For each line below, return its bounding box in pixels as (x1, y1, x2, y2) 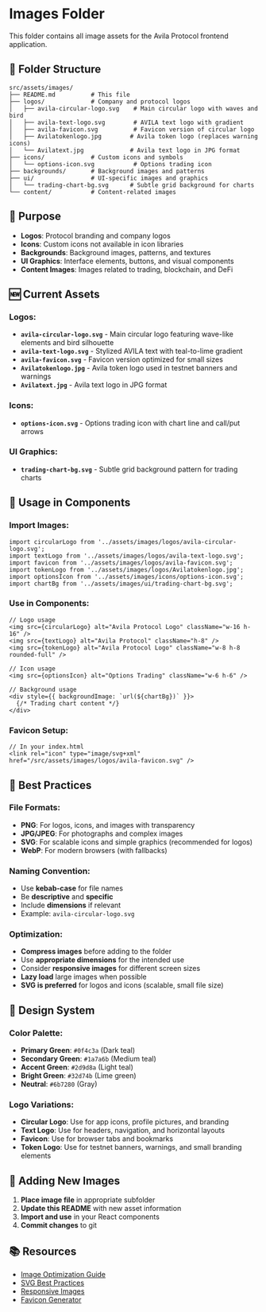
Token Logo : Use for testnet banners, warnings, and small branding (20, 1143, 242, 1152)
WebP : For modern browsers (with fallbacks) (20, 845, 168, 855)
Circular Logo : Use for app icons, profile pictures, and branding (20, 1117, 229, 1127)
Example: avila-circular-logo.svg (20, 909, 135, 918)
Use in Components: (9, 598, 90, 609)
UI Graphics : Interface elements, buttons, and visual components (20, 256, 234, 266)
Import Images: (9, 520, 70, 531)
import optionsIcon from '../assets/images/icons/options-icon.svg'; (9, 573, 245, 580)
